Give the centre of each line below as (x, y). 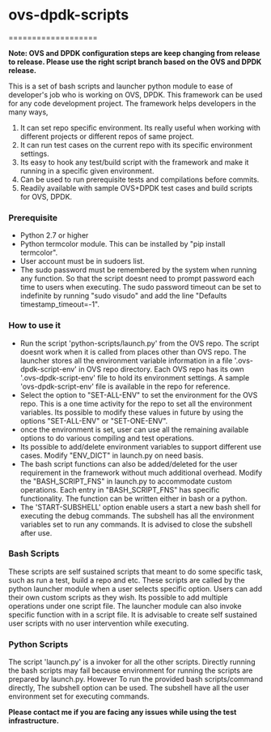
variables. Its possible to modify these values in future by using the (132, 412)
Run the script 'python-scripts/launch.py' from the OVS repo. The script (140, 343)
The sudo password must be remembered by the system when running (138, 270)
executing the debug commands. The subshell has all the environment (137, 515)
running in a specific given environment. (87, 170)
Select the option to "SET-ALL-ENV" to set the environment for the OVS (139, 394)
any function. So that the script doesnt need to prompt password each (137, 278)
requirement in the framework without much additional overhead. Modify (141, 472)
